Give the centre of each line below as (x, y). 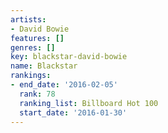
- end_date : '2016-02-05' (64, 85)
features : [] (37, 38)
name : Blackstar (44, 66)
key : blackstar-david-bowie (69, 57)
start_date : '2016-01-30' (73, 112)
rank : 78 (37, 94)
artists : (28, 19)
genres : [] (33, 47)
